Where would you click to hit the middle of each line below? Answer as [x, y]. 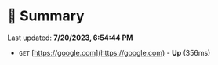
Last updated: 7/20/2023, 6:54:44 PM [70, 38]
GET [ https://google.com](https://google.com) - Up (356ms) [114, 52]
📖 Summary [46, 16]
